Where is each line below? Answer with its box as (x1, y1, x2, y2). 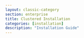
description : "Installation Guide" (5, 26, 79, 31)
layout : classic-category (5, 7, 59, 12)
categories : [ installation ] (5, 21, 64, 26)
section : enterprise (5, 12, 48, 17)
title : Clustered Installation (5, 16, 70, 21)
